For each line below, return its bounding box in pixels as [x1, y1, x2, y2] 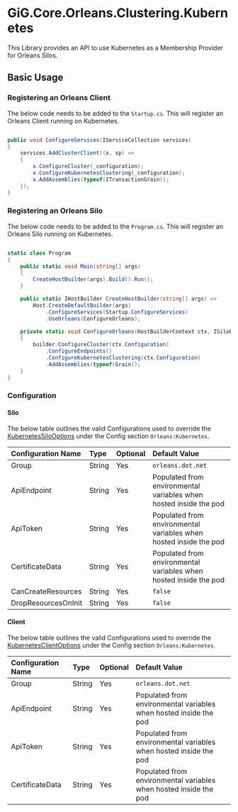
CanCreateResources [11, 586, 83, 596]
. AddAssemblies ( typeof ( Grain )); [45, 360, 141, 368]
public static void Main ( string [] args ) [20, 262, 141, 270]
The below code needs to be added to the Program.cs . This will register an [7, 222, 224, 230]
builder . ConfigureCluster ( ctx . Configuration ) [33, 341, 170, 348]
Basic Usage [7, 72, 64, 84]
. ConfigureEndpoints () [45, 347, 113, 355]
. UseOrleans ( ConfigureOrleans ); [45, 315, 141, 322]
